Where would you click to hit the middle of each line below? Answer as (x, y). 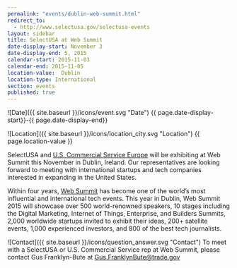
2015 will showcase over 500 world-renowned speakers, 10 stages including (118, 206)
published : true (31, 92)
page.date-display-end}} (72, 120)
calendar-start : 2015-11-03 (49, 60)
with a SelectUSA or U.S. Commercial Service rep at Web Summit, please (114, 250)
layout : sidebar (31, 33)
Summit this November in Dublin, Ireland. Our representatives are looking (114, 162)
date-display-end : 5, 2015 (47, 54)
